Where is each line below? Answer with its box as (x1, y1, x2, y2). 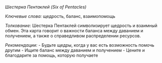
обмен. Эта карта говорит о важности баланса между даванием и (5, 28, 144, 33)
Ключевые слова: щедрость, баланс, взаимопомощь (5, 13, 116, 19)
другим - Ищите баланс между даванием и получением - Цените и (5, 48, 145, 53)
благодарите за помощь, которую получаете (5, 52, 98, 58)
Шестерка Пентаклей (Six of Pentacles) (5, 4, 87, 10)
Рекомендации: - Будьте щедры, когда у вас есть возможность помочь (5, 42, 155, 48)
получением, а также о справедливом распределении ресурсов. (5, 33, 141, 38)
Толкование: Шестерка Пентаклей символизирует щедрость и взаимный (5, 23, 158, 28)
